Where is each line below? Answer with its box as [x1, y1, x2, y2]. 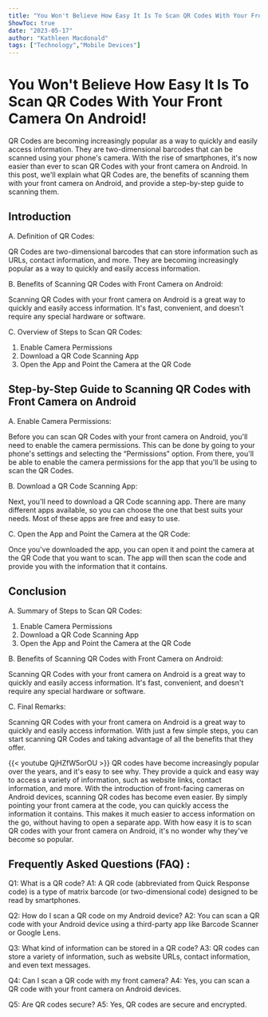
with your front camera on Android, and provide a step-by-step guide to [8, 179, 244, 188]
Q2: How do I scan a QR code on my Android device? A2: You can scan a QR [8, 911, 260, 920]
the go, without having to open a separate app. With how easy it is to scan [8, 817, 252, 827]
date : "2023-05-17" [8, 26, 73, 34]
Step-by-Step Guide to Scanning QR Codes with [8, 382, 251, 396]
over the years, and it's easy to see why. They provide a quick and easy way [8, 766, 259, 776]
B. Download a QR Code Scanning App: [8, 481, 138, 491]
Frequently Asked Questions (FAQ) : [8, 857, 191, 871]
